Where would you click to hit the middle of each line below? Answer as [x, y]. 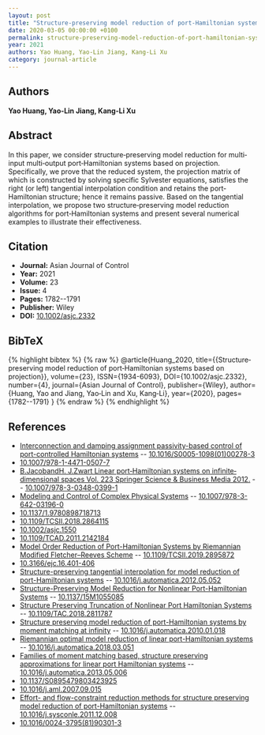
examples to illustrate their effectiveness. [75, 221]
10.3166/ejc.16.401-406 [57, 563]
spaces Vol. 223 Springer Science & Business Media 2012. [156, 479]
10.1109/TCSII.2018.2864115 [64, 521]
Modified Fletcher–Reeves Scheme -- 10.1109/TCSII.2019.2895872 [127, 555]
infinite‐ [224, 470]
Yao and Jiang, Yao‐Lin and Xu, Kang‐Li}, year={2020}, [126, 394]
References [37, 426]
